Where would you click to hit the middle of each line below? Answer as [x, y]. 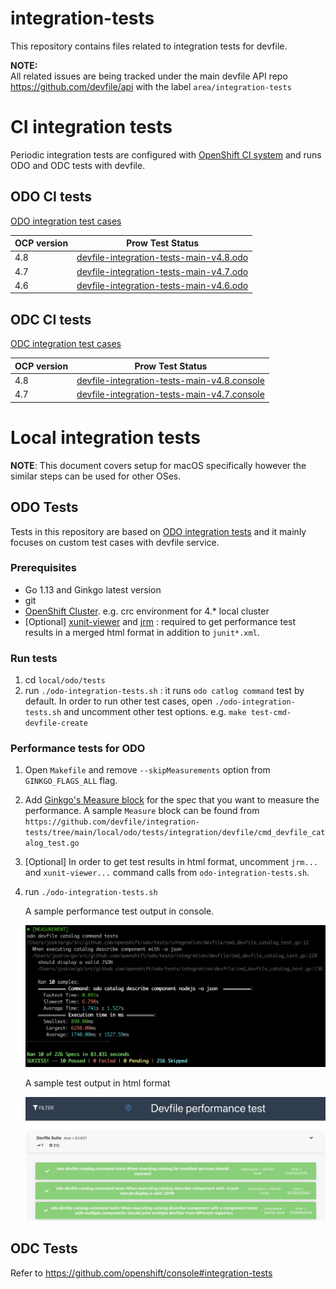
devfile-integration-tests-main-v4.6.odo [162, 285]
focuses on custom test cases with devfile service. [115, 542]
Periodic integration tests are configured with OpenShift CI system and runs [166, 154]
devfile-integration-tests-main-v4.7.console [170, 394]
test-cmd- [271, 713]
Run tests [34, 658]
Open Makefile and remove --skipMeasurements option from [147, 770]
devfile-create [56, 723]
